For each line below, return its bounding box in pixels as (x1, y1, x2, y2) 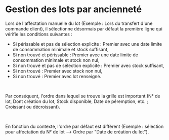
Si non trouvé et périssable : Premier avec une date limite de (12, 52, 138, 58)
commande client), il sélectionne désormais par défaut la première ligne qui (5, 25, 163, 31)
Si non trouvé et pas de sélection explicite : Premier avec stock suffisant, (12, 62, 164, 68)
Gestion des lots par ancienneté (5, 4, 142, 15)
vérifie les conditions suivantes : (5, 31, 72, 37)
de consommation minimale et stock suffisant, (12, 46, 109, 52)
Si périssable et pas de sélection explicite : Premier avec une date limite (12, 41, 162, 47)
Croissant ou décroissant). (5, 103, 61, 110)
